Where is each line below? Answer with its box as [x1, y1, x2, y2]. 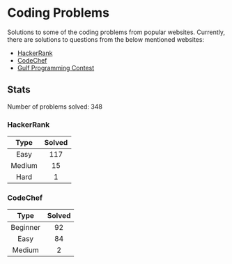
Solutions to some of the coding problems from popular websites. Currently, [7, 28, 225, 36]
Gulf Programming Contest [17, 63, 95, 72]
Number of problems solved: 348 [7, 102, 103, 111]
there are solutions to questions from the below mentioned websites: [7, 35, 204, 43]
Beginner [10, 223, 40, 233]
